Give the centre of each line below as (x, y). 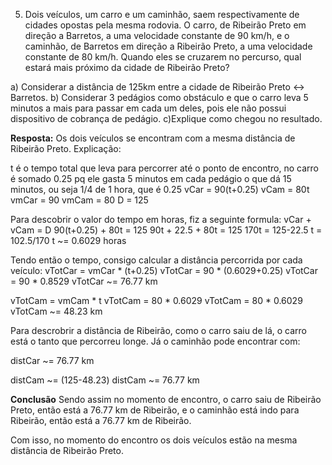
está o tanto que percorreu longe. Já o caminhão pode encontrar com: (155, 341)
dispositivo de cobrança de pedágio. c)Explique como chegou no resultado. (166, 118)
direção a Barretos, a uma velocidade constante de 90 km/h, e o (157, 35)
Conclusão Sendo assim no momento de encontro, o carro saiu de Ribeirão (166, 399)
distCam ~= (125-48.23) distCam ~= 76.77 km (105, 380)
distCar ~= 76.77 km (52, 360)
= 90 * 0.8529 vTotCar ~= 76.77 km (84, 281)
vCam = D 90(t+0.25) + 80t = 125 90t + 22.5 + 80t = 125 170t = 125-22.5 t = (166, 230)
